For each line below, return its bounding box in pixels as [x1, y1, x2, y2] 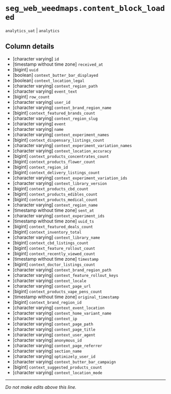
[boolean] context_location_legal [12, 77, 85, 83]
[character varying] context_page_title [12, 326, 96, 332]
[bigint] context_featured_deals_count [12, 223, 93, 230]
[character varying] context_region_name [12, 202, 98, 208]
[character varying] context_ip [12, 315, 77, 321]
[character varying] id [12, 55, 60, 62]
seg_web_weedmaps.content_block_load [5, 4, 165, 13]
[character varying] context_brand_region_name [12, 104, 112, 110]
